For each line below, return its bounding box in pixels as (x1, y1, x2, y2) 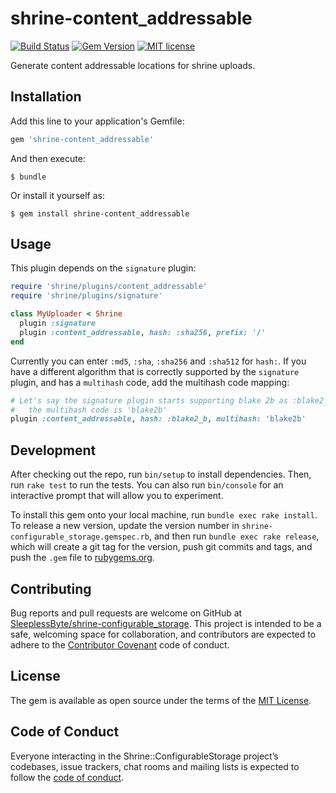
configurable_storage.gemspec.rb (10, 532, 150, 542)
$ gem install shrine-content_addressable (10, 208, 190, 219)
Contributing (10, 580, 92, 597)
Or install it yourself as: (10, 189, 105, 201)
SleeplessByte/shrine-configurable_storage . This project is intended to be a (10, 617, 322, 629)
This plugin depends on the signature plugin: (10, 262, 197, 274)
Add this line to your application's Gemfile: (10, 115, 185, 127)
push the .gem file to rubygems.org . (10, 552, 155, 564)
